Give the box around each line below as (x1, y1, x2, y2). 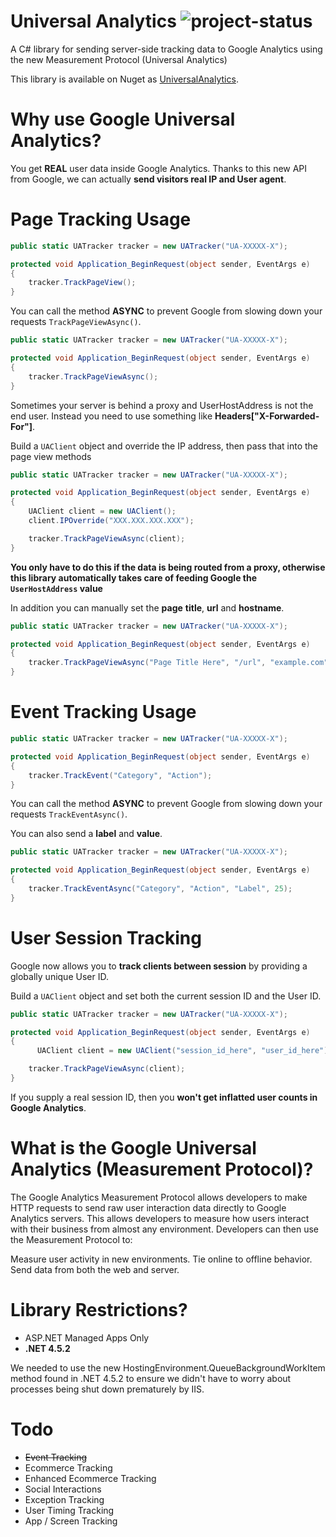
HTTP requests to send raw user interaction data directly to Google (10, 1201, 287, 1214)
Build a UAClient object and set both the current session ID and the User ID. (10, 990, 322, 1002)
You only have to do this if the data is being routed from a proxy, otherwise (10, 561, 326, 573)
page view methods (10, 450, 92, 462)
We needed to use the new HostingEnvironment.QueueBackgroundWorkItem (10, 1361, 326, 1374)
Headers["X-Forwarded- (214, 410, 320, 422)
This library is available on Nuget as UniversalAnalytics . (10, 73, 239, 85)
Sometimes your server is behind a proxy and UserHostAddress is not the (10, 399, 314, 411)
